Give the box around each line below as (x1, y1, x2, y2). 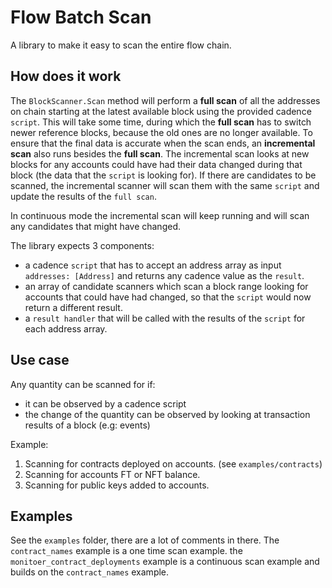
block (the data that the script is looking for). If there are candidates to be (10, 169, 317, 181)
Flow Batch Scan (10, 6, 152, 29)
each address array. (24, 322, 108, 335)
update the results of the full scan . (10, 190, 157, 202)
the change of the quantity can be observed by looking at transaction (24, 408, 311, 420)
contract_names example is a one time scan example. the (10, 545, 243, 557)
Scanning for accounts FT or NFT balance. (24, 468, 201, 480)
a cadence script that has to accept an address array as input (24, 259, 282, 271)
